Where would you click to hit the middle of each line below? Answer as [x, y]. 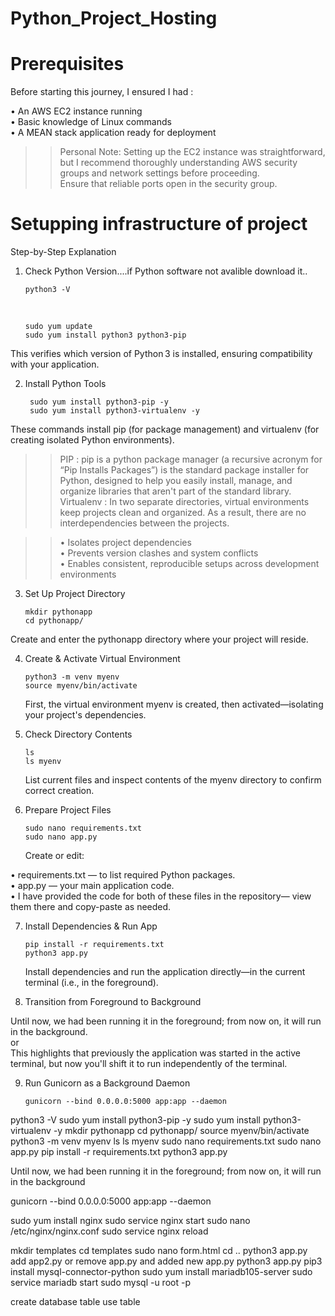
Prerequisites [67, 64]
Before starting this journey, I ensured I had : [102, 92]
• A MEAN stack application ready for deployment [113, 133]
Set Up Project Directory [75, 594]
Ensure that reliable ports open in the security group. [168, 184]
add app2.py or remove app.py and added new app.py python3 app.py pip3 [166, 1261]
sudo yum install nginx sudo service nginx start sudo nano [130, 1221]
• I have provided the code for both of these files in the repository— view [161, 896]
